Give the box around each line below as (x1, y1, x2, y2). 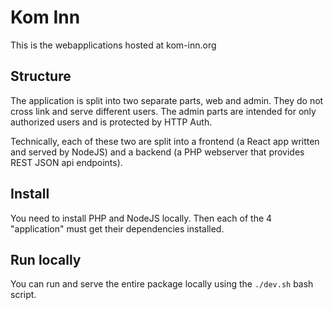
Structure (10, 68, 72, 85)
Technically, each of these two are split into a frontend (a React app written (10, 135, 320, 147)
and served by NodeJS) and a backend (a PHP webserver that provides (10, 146, 305, 158)
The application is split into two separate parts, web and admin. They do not (10, 94, 324, 106)
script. (10, 289, 37, 301)
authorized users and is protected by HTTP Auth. (10, 116, 213, 128)
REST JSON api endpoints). (10, 156, 123, 168)
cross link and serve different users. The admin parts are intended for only (10, 105, 317, 117)
